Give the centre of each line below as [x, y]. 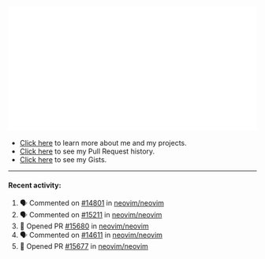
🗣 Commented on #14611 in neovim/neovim [91, 235]
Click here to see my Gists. [63, 159]
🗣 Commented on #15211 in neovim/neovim [91, 215]
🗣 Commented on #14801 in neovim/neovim [91, 203]
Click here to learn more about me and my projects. [103, 143]
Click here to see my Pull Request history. [87, 151]
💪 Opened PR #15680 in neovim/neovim [84, 226]
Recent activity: [35, 185]
